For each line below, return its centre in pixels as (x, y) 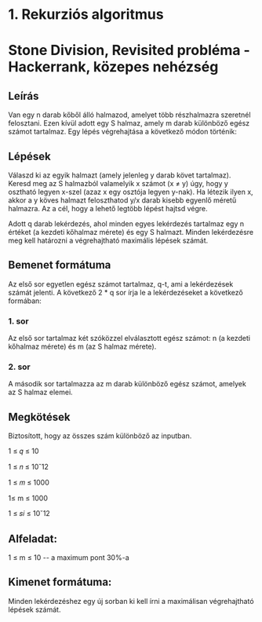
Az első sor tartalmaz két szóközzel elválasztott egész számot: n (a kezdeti (129, 338)
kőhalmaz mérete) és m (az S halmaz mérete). (82, 346)
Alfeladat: (33, 538)
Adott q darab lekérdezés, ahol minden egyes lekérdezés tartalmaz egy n (126, 224)
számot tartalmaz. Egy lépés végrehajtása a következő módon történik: (123, 132)
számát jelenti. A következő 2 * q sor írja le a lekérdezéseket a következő (126, 292)
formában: (25, 301)
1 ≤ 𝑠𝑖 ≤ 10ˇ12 (29, 514)
